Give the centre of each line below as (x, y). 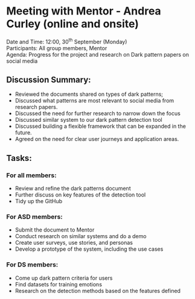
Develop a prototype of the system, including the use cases (89, 249)
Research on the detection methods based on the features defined (98, 291)
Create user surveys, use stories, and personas (74, 243)
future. (23, 133)
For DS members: (32, 265)
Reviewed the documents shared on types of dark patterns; (89, 94)
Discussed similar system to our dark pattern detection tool (88, 120)
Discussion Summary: (49, 80)
